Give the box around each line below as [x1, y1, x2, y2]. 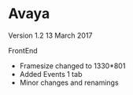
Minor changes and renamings [19, 78, 120, 87]
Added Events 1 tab [19, 69, 83, 79]
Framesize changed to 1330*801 [19, 60, 126, 71]
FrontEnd [8, 46, 38, 55]
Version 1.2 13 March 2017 [8, 31, 93, 40]
